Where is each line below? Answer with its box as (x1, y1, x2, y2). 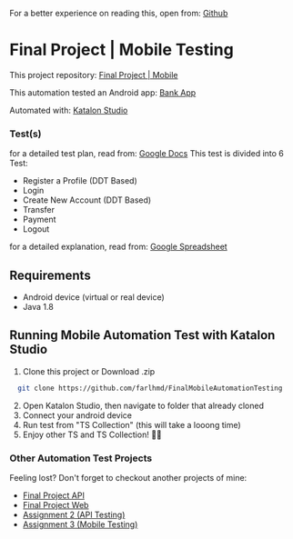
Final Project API (22, 490, 85, 501)
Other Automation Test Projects (9, 452, 153, 464)
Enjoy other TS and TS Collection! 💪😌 (22, 429, 162, 440)
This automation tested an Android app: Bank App (9, 86, 197, 98)
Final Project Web (22, 500, 89, 511)
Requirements (9, 267, 91, 283)
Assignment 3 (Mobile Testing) (22, 519, 138, 530)
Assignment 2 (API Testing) (22, 509, 126, 521)
